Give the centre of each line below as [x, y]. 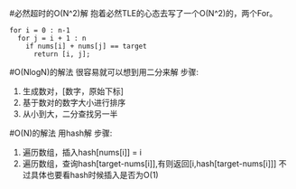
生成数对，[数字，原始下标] [73, 91]
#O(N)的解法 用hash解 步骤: [61, 133]
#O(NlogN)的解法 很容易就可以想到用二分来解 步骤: [104, 72]
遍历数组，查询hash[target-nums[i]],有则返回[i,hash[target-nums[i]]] [149, 164]
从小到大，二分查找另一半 [70, 114]
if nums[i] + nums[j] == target [86, 46]
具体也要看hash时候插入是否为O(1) [95, 175]
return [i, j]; [62, 54]
